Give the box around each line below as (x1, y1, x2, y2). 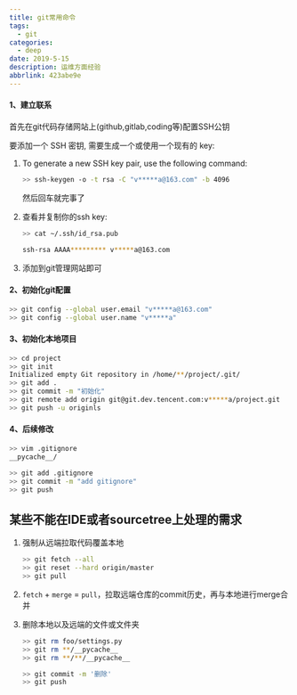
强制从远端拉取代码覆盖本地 (21, 537, 124, 548)
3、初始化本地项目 (9, 333, 77, 344)
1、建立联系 (9, 100, 52, 110)
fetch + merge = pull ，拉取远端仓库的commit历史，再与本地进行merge (21, 589, 281, 600)
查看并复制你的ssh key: (21, 211, 108, 222)
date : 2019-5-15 (9, 54, 69, 63)
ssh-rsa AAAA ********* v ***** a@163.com (21, 245, 171, 254)
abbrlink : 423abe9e (9, 71, 82, 80)
